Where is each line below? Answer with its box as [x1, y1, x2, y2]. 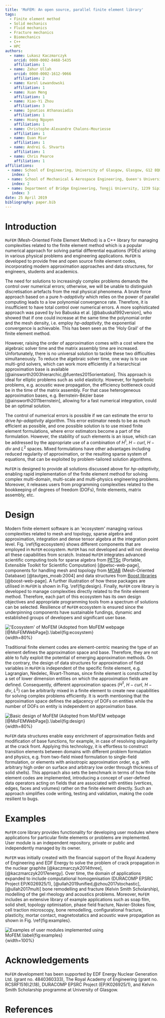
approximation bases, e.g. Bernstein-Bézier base [5, 392, 104, 398]
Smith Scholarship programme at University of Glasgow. [5, 986, 119, 992]
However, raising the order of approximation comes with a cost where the [5, 340, 154, 346]
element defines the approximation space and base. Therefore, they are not [5, 649, 158, 655]
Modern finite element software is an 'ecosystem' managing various [5, 526, 143, 531]
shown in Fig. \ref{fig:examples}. [5, 917, 72, 923]
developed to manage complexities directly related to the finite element [5, 588, 149, 594]
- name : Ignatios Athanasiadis [9, 108, 74, 113]
